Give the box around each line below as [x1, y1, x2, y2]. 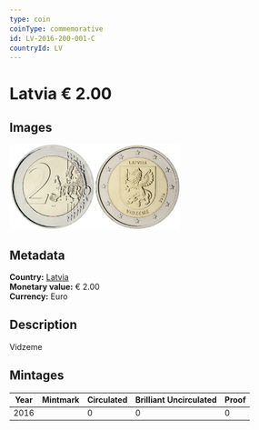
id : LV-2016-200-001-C [9, 34, 95, 43]
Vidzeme [9, 341, 43, 352]
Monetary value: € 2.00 [9, 282, 100, 293]
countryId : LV [9, 44, 64, 53]
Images [9, 119, 53, 135]
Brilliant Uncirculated [134, 395, 217, 405]
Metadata [9, 247, 65, 263]
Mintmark [42, 395, 80, 405]
